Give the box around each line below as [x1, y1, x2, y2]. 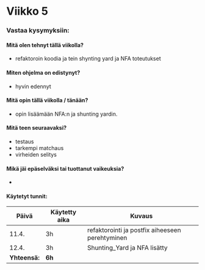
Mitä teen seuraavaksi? [6, 124, 67, 132]
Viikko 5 [6, 4, 49, 18]
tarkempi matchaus [15, 144, 64, 151]
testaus [15, 138, 34, 145]
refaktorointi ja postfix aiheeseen [87, 226, 181, 234]
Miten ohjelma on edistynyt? [6, 69, 81, 76]
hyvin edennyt [15, 83, 52, 90]
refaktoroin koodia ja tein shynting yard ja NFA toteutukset [15, 55, 161, 62]
